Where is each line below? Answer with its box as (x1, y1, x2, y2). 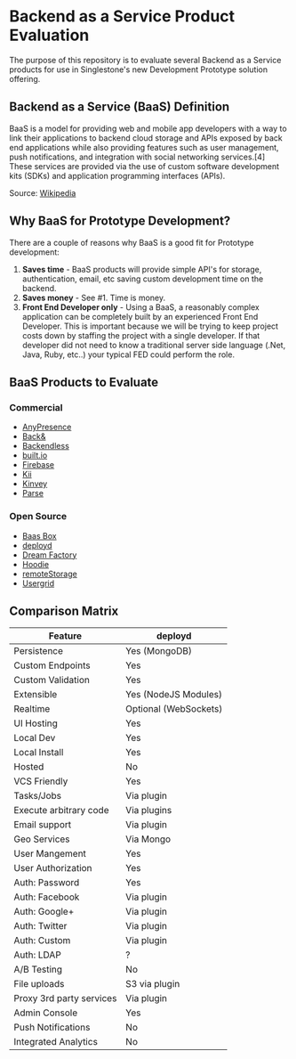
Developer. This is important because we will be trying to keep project (21, 321, 278, 331)
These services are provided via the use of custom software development (9, 160, 280, 171)
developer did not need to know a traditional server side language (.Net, (21, 339, 286, 350)
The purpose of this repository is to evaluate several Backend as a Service (9, 54, 282, 65)
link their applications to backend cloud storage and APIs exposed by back (9, 132, 283, 143)
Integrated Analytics (13, 1036, 98, 1048)
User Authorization (13, 862, 92, 875)
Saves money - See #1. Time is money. (21, 292, 166, 303)
